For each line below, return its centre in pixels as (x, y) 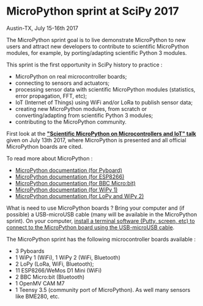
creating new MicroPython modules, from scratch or (81, 109)
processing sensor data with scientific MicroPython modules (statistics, (105, 89)
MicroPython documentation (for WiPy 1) (66, 190)
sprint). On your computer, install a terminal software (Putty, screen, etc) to (101, 221)
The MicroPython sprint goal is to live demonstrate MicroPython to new (96, 40)
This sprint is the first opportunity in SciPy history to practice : (85, 65)
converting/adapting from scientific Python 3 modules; (84, 115)
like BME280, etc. (37, 296)
